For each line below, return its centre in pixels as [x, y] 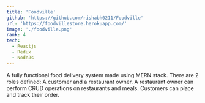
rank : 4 [16, 35]
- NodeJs [23, 58]
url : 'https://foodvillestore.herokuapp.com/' [67, 23]
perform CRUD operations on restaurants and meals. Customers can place [100, 88]
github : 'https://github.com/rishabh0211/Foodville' [75, 18]
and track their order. [33, 94]
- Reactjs [24, 47]
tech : [13, 40]
